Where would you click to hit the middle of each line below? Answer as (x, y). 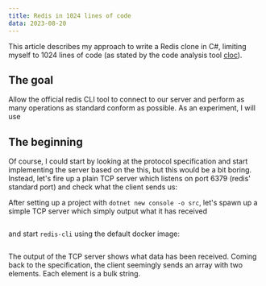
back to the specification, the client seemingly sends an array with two (126, 265)
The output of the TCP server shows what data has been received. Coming (133, 257)
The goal (31, 80)
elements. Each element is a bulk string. (75, 274)
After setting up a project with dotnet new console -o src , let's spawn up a (133, 203)
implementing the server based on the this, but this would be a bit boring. (130, 170)
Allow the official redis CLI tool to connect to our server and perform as (127, 99)
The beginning (46, 142)
